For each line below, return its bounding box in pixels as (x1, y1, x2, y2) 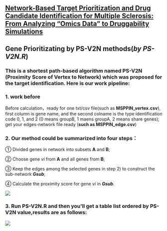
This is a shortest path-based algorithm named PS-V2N (5, 67, 143, 74)
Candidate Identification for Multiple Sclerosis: (5, 12, 154, 20)
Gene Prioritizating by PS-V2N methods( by (5, 44, 142, 53)
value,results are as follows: (17, 209, 87, 216)
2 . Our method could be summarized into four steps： (5, 134, 138, 141)
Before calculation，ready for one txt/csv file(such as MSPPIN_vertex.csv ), (5, 105, 161, 111)
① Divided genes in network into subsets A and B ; (5, 146, 110, 152)
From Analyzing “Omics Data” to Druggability (5, 19, 150, 28)
